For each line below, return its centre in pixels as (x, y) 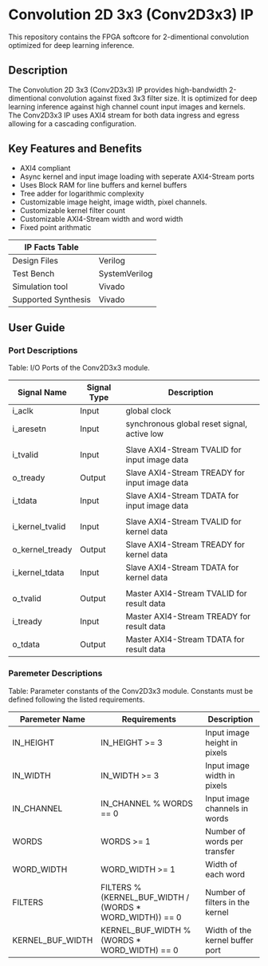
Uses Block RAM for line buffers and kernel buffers (103, 184)
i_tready (27, 622)
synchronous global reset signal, (187, 424)
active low (145, 434)
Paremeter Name (53, 719)
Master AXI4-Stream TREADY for (188, 616)
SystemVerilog (126, 273)
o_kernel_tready (42, 550)
